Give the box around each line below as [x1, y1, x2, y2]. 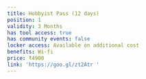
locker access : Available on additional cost [7, 42, 139, 49]
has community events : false [7, 36, 90, 43]
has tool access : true [7, 29, 72, 36]
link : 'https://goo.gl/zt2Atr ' [7, 61, 99, 68]
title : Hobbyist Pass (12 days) [7, 10, 99, 17]
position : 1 [7, 16, 41, 23]
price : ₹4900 [7, 55, 45, 62]
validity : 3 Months [7, 23, 63, 30]
